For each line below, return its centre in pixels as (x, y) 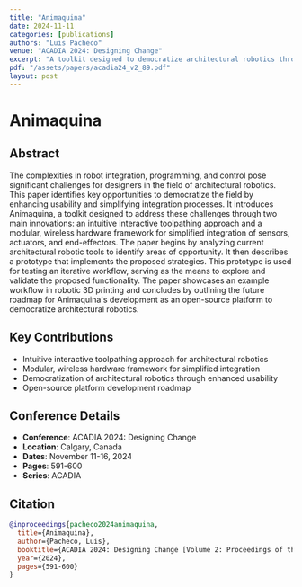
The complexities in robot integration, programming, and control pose (138, 175)
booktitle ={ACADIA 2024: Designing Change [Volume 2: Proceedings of (150, 549)
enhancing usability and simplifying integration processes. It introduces (142, 204)
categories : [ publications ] (62, 34)
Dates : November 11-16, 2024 (77, 457)
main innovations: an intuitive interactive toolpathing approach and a (136, 223)
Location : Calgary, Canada (72, 447)
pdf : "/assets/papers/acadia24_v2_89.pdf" (90, 68)
